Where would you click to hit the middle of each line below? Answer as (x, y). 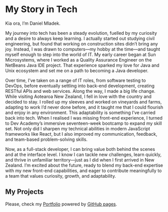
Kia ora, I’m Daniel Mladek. (33, 23)
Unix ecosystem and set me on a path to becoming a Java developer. (77, 70)
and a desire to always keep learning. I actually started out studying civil (80, 38)
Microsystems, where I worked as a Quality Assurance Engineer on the (78, 60)
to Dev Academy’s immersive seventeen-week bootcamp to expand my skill (83, 123)
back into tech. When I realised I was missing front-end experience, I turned (84, 118)
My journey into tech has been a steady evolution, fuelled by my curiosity (81, 33)
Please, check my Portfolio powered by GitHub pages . (61, 204)
